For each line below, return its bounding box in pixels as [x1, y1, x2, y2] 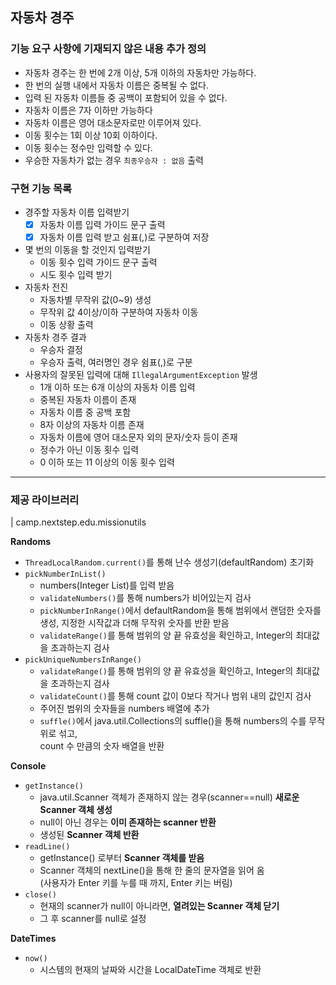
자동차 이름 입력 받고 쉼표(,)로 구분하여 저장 [39, 231, 210, 243]
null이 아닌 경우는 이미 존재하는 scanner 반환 [39, 816, 217, 828]
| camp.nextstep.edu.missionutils [10, 516, 147, 528]
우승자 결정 [39, 344, 83, 356]
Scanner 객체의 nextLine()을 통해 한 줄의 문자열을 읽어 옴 [39, 864, 265, 877]
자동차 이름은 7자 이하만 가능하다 [24, 104, 153, 116]
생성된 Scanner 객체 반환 [39, 829, 140, 841]
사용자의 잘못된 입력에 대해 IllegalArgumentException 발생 [24, 369, 258, 381]
